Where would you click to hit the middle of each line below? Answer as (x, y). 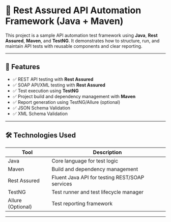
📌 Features (23, 67)
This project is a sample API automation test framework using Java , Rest (81, 35)
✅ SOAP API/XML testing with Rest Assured (59, 85)
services (62, 184)
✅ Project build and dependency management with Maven (74, 96)
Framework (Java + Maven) (64, 21)
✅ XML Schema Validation (40, 114)
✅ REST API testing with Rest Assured (53, 79)
